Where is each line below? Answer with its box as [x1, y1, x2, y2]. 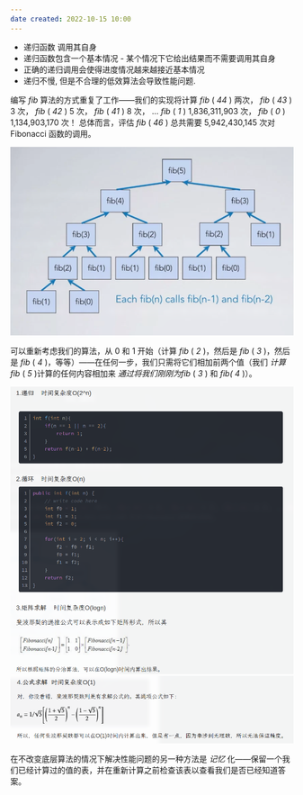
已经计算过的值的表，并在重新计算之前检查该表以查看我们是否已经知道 [17, 765, 278, 776]
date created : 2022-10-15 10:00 [10, 14, 131, 23]
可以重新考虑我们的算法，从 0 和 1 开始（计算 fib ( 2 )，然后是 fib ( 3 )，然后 [10, 346, 290, 357]
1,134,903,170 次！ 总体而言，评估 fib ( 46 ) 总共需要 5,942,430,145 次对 [10, 117, 276, 128]
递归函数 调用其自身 [22, 41, 97, 52]
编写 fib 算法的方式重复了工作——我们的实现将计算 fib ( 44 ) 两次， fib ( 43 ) [10, 95, 293, 105]
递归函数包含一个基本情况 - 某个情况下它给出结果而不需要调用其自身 [22, 52, 277, 63]
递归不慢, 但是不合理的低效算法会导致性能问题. [22, 75, 196, 86]
